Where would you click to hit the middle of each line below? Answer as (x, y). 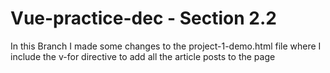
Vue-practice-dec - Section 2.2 (143, 18)
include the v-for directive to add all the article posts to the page (143, 56)
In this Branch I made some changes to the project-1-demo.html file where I (166, 46)
